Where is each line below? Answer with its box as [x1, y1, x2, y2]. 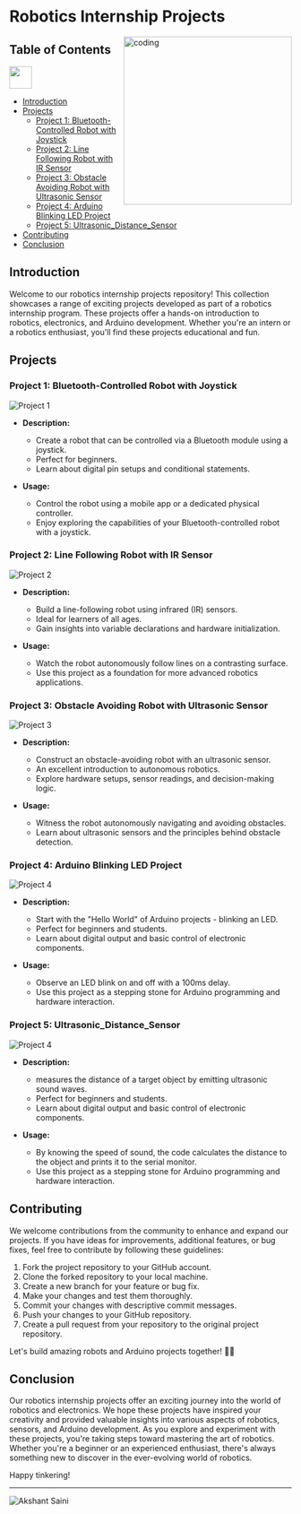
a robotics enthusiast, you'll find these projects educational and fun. [9, 326, 261, 337]
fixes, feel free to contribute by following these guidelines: [9, 1244, 224, 1255]
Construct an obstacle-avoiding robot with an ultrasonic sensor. [35, 755, 271, 766]
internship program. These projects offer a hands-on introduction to [9, 307, 260, 318]
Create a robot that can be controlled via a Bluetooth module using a [35, 435, 288, 446]
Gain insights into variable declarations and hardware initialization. [35, 623, 280, 634]
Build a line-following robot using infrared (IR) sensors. [35, 603, 238, 615]
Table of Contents [9, 42, 112, 57]
